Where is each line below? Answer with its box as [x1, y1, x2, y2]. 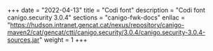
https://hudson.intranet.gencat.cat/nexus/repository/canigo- [10, 21, 184, 29]
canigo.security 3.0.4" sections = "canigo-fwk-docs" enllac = [7, 13, 186, 22]
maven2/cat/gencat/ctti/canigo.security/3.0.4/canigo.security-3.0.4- [7, 28, 206, 36]
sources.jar [7, 36, 40, 44]
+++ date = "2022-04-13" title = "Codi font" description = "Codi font [7, 6, 205, 14]
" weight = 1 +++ [39, 36, 88, 44]
